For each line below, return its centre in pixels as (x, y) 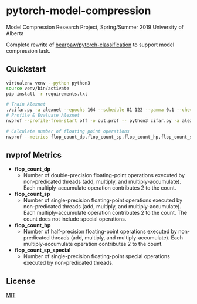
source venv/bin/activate (38, 88)
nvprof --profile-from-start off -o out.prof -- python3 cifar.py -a (93, 121)
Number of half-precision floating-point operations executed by (100, 232)
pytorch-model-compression (79, 11)
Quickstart (26, 70)
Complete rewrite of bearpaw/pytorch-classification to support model (90, 45)
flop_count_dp (33, 169)
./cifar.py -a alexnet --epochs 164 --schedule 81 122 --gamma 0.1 (90, 110)
